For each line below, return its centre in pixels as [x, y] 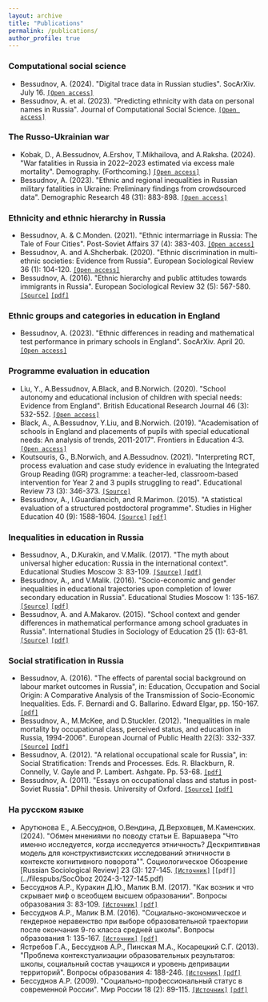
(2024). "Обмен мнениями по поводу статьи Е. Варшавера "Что [129, 836]
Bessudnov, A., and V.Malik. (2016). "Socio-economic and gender [128, 580]
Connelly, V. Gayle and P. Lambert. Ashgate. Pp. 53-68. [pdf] [121, 772]
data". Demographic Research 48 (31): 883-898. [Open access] [124, 197]
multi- [248, 253]
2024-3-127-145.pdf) [129, 878]
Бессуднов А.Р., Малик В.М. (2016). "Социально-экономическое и [133, 912]
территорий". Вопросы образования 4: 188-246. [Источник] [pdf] [130, 972]
